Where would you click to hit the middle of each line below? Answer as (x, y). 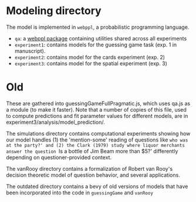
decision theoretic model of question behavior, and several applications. (93, 175)
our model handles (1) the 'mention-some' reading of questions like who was (97, 140)
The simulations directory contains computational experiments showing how (98, 133)
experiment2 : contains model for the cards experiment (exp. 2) (90, 57)
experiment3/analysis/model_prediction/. (56, 122)
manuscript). (30, 51)
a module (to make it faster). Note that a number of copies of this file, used (96, 109)
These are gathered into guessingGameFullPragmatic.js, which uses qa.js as (98, 103)
